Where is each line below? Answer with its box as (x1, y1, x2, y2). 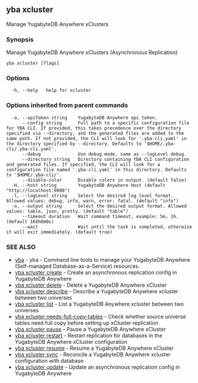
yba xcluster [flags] (6, 61, 60, 67)
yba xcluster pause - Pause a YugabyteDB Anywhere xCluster (14, 326, 166, 333)
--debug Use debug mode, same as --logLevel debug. (21, 151, 187, 157)
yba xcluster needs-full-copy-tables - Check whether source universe (14, 313, 187, 320)
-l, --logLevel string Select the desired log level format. (11, 192, 174, 198)
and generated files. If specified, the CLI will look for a (6, 162, 161, 167)
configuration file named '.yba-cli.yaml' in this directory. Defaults (6, 166, 187, 173)
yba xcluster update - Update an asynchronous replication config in (14, 363, 180, 371)
